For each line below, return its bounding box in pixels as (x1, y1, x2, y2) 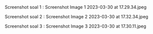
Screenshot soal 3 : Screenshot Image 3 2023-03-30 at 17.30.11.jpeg (5, 23, 146, 29)
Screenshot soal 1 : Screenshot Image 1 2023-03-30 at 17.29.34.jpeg (5, 4, 147, 10)
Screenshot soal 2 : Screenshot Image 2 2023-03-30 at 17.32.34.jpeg (5, 14, 148, 19)
